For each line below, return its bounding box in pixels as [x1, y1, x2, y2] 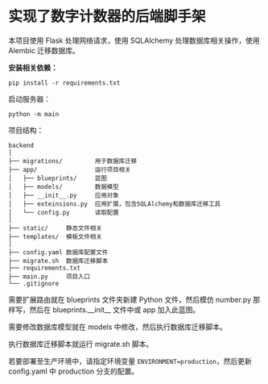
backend [8, 141, 35, 149]
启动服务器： [8, 94, 51, 103]
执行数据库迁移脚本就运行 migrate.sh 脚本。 [8, 339, 154, 349]
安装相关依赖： [8, 62, 58, 73]
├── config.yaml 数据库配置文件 [8, 248, 109, 257]
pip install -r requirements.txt [8, 78, 121, 87]
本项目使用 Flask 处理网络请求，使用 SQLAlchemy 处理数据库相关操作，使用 [8, 35, 260, 45]
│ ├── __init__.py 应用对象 [8, 191, 119, 199]
